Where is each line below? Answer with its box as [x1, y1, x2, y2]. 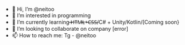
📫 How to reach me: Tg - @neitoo [11, 32, 97, 38]
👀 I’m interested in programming [11, 12, 91, 19]
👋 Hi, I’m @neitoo [11, 6, 55, 12]
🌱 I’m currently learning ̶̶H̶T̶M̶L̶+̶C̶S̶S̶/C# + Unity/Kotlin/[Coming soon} [11, 18, 180, 25]
